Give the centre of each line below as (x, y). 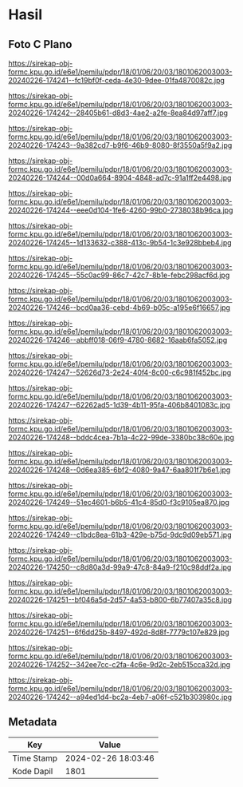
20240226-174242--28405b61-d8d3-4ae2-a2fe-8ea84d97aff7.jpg (118, 113)
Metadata (33, 722)
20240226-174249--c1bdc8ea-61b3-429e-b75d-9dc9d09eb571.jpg (120, 535)
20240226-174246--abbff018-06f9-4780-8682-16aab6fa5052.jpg (118, 340)
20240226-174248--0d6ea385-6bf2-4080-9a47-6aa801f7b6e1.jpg (120, 470)
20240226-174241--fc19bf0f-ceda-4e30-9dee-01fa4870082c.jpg (117, 80)
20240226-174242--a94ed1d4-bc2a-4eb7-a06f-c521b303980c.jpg (120, 697)
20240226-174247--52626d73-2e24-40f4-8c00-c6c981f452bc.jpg (120, 372)
